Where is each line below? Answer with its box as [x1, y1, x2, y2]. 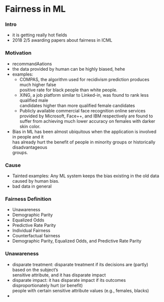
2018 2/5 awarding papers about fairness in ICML [12, 37, 112, 43]
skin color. [19, 123, 41, 129]
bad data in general [12, 183, 52, 190]
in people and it [12, 134, 44, 139]
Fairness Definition [5, 195, 52, 202]
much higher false [19, 82, 56, 87]
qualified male [19, 97, 49, 103]
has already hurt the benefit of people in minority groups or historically [12, 139, 156, 145]
